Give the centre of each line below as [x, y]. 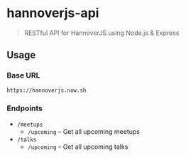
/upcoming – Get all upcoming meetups [83, 131]
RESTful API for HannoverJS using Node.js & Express [102, 33]
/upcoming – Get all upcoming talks [78, 147]
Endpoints [25, 108]
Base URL [23, 75]
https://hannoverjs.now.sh [46, 90]
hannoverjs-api [53, 13]
